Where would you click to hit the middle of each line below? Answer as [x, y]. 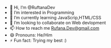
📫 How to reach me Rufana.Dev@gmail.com [55, 28]
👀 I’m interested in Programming [42, 12]
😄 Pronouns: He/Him [31, 35]
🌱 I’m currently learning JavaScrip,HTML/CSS [55, 18]
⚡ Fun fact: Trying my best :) [38, 40]
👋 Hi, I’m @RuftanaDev [32, 7]
